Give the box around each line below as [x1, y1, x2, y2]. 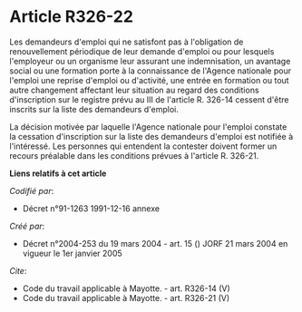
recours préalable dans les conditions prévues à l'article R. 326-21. [9, 150, 259, 161]
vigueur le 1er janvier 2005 [22, 248, 122, 258]
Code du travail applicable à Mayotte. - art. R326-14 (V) [22, 283, 230, 294]
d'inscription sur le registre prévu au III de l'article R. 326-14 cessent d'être [9, 93, 289, 105]
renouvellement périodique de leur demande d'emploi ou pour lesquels [9, 45, 275, 56]
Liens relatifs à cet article [9, 168, 107, 179]
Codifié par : [9, 185, 54, 196]
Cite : [9, 265, 27, 276]
